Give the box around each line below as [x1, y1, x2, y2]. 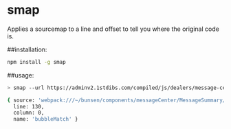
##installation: [7, 45, 47, 54]
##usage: [7, 71, 34, 79]
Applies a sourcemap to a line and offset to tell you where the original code [7, 25, 220, 33]
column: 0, [13, 109, 45, 117]
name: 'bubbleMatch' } [13, 116, 78, 123]
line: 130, [13, 103, 45, 110]
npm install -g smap [7, 58, 67, 65]
